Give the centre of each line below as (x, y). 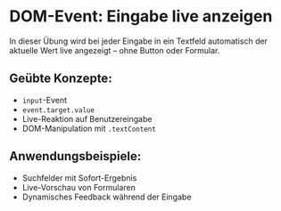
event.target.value (58, 110)
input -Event (45, 100)
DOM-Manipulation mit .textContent (89, 128)
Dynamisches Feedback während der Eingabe (107, 197)
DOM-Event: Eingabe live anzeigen (141, 16)
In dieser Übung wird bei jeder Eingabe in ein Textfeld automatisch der (138, 41)
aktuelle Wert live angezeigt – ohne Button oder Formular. (115, 50)
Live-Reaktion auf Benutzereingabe (87, 118)
